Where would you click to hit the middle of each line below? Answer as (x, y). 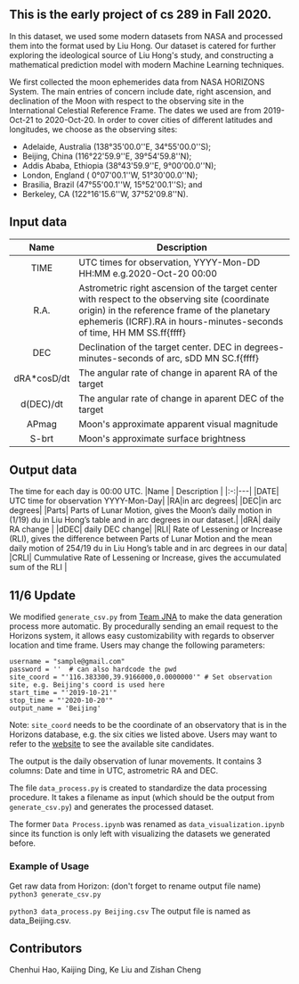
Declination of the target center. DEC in (160, 347)
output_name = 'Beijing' (55, 708)
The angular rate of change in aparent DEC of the (182, 398)
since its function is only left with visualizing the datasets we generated (140, 834)
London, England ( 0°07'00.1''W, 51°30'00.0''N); (110, 175)
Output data (43, 471)
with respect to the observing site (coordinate (174, 299)
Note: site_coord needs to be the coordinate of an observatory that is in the (148, 725)
